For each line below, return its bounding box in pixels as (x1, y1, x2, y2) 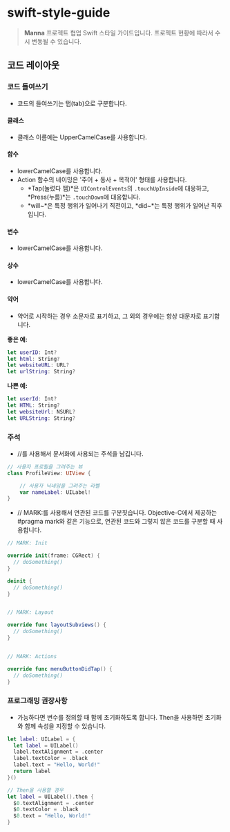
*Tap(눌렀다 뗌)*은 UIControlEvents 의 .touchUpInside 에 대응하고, (27, 184, 209, 193)
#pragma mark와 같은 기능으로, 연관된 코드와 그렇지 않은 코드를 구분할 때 (17, 517, 215, 526)
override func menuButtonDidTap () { (7, 665, 113, 673)
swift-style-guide (7, 5, 111, 21)
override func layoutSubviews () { (7, 621, 107, 628)
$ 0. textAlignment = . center (13, 799, 95, 806)
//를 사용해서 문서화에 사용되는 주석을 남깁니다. (17, 449, 144, 458)
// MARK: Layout (7, 609, 54, 616)
